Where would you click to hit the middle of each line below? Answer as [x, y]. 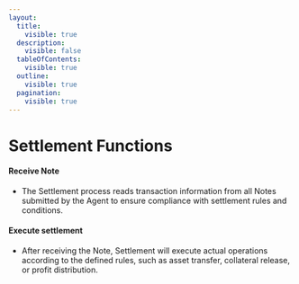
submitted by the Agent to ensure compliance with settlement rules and [154, 200]
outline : [33, 76]
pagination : [39, 93]
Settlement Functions [91, 146]
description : [41, 43]
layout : [23, 18]
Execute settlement [45, 231]
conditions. [42, 210]
